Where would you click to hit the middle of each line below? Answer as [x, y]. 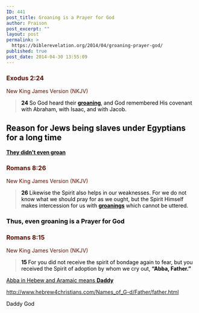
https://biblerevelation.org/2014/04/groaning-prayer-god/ [87, 46]
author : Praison [27, 23]
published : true [27, 51]
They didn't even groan [36, 152]
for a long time [34, 137]
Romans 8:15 [26, 237]
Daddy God [21, 304]
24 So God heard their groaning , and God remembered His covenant [106, 103]
